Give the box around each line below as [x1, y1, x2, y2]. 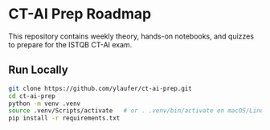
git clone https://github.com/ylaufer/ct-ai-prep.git [8, 84, 193, 92]
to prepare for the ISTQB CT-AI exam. [8, 39, 133, 49]
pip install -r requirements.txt [8, 114, 121, 123]
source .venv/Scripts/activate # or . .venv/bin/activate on [8, 107, 225, 115]
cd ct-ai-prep [8, 91, 56, 100]
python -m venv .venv [8, 100, 81, 108]
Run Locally [8, 63, 68, 77]
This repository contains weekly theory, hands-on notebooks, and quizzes [8, 31, 255, 41]
